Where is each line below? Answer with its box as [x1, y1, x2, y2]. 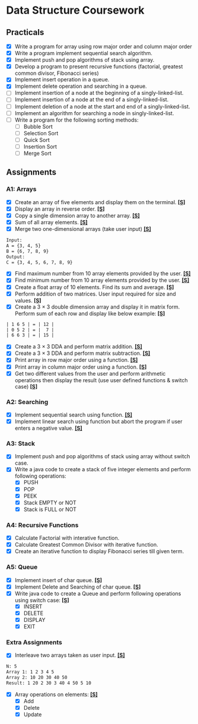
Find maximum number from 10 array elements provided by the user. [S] [14, 270, 191, 277]
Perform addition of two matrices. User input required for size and [14, 290, 176, 297]
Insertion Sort [23, 143, 58, 150]
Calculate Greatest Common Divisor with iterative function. [14, 541, 158, 548]
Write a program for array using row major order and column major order [14, 43, 193, 50]
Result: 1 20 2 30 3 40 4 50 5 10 [6, 680, 92, 686]
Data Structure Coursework [6, 4, 145, 17]
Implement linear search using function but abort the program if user [14, 418, 183, 425]
